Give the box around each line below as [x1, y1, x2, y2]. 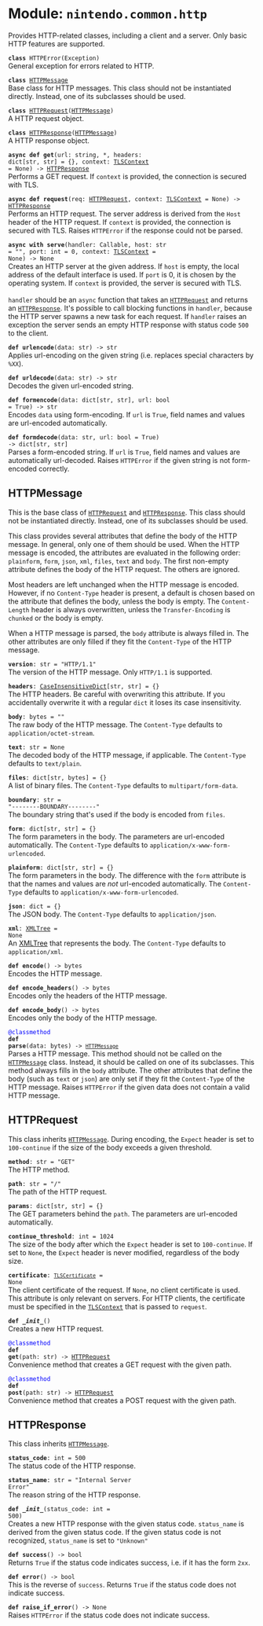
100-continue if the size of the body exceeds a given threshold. [8, 1143, 212, 1152]
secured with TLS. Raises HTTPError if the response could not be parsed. [8, 226, 243, 235]
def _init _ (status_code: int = [8, 1506, 111, 1514]
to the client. [8, 328, 49, 338]
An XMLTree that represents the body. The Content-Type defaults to [8, 938, 226, 948]
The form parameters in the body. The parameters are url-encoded [8, 831, 225, 841]
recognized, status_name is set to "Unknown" [8, 1536, 148, 1545]
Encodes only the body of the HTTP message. [8, 1013, 158, 1022]
